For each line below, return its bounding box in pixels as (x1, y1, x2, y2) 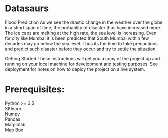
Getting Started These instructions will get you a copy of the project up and (5, 55, 160, 61)
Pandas (5, 116, 21, 122)
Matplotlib (5, 121, 26, 127)
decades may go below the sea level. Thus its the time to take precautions (5, 40, 158, 46)
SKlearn (5, 105, 21, 111)
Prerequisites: (5, 84, 65, 95)
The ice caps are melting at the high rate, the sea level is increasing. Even (5, 30, 157, 36)
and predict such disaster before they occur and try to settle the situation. (5, 46, 157, 52)
